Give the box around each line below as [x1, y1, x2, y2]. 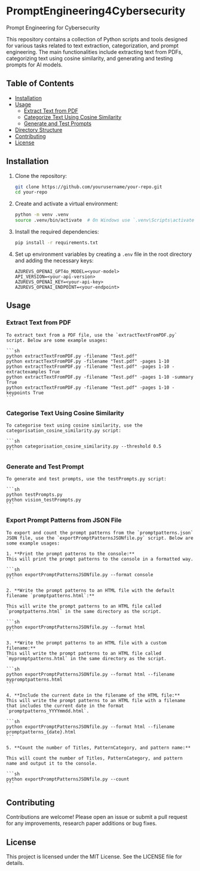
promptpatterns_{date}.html [6, 729, 76, 735]
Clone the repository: [14, 172, 67, 179]
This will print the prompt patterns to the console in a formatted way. [6, 556, 194, 562]
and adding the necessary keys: [14, 256, 94, 264]
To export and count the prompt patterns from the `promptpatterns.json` [6, 530, 194, 536]
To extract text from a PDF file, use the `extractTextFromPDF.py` [6, 332, 178, 338]
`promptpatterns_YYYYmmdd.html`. [6, 708, 90, 714]
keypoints [6, 389, 31, 396]
